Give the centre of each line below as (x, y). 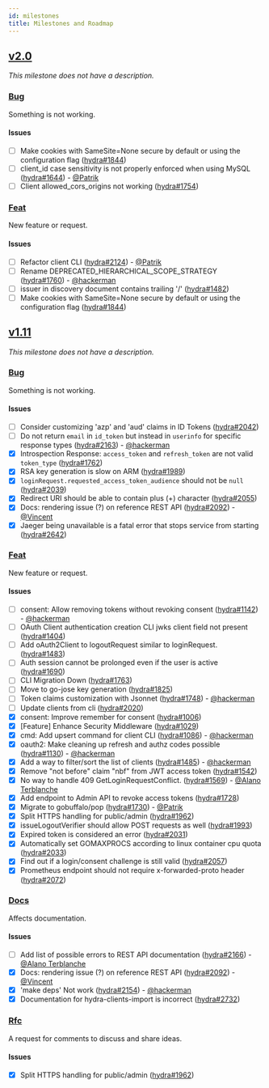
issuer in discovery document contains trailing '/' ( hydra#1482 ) (124, 289)
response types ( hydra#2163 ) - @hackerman (95, 445)
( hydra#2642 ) (43, 534)
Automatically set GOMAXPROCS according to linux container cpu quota (141, 844)
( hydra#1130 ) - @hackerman (67, 753)
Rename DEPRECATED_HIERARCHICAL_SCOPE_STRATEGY (119, 271)
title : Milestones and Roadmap (61, 23)
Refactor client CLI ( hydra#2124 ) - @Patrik (90, 262)
